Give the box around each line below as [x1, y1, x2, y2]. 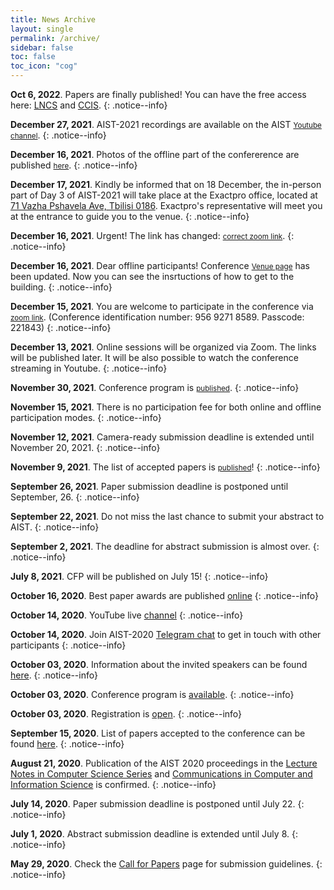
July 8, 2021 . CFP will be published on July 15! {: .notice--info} [10, 571, 269, 582]
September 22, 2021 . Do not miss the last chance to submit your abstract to [10, 511, 325, 522]
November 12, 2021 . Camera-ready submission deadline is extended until [10, 431, 315, 443]
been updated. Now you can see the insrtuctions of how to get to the [10, 271, 295, 282]
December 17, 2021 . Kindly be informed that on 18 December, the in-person [10, 179, 322, 190]
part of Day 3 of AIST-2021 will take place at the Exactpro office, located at [10, 189, 318, 201]
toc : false [10, 52, 56, 62]
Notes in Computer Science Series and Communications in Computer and [10, 768, 313, 780]
